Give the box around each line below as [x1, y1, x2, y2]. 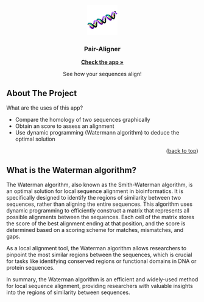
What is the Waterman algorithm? [6, 165, 137, 175]
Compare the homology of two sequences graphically [15, 116, 150, 124]
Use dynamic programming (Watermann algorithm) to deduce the [15, 129, 180, 136]
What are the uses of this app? [6, 104, 83, 111]
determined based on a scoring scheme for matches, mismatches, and [6, 226, 184, 233]
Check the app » [81, 58, 124, 66]
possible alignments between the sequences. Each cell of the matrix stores [6, 213, 195, 220]
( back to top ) [166, 147, 199, 155]
